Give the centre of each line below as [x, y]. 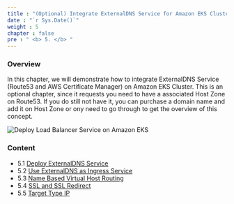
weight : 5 [23, 27]
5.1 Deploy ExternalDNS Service [63, 163]
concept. [20, 117]
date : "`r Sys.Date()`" [43, 20]
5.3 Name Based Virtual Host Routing [70, 178]
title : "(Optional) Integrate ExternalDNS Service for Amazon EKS [107, 14]
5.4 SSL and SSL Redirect [54, 185]
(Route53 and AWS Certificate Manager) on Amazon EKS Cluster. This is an [115, 87]
